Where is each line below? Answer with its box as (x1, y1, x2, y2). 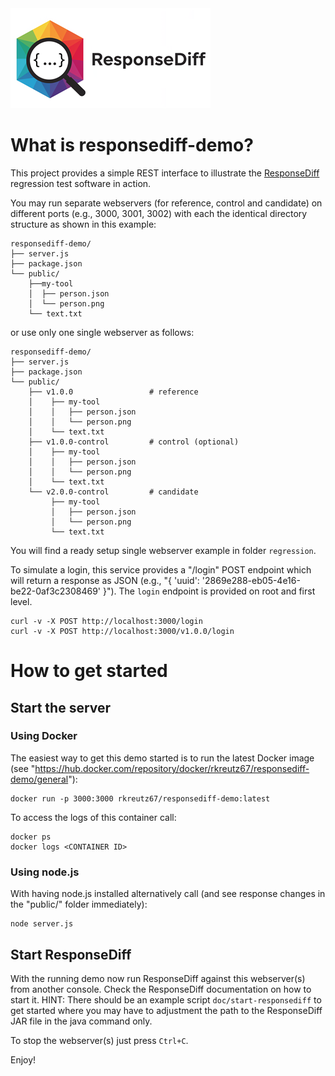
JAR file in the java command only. (10, 1015, 153, 1027)
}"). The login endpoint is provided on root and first (102, 585, 316, 597)
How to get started (10, 660, 168, 682)
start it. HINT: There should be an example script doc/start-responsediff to (10, 993, 322, 1006)
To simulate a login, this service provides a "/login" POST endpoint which (10, 563, 312, 576)
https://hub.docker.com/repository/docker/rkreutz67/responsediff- (34, 762, 310, 774)
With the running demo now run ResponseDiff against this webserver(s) (10, 972, 306, 984)
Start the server (10, 699, 112, 716)
